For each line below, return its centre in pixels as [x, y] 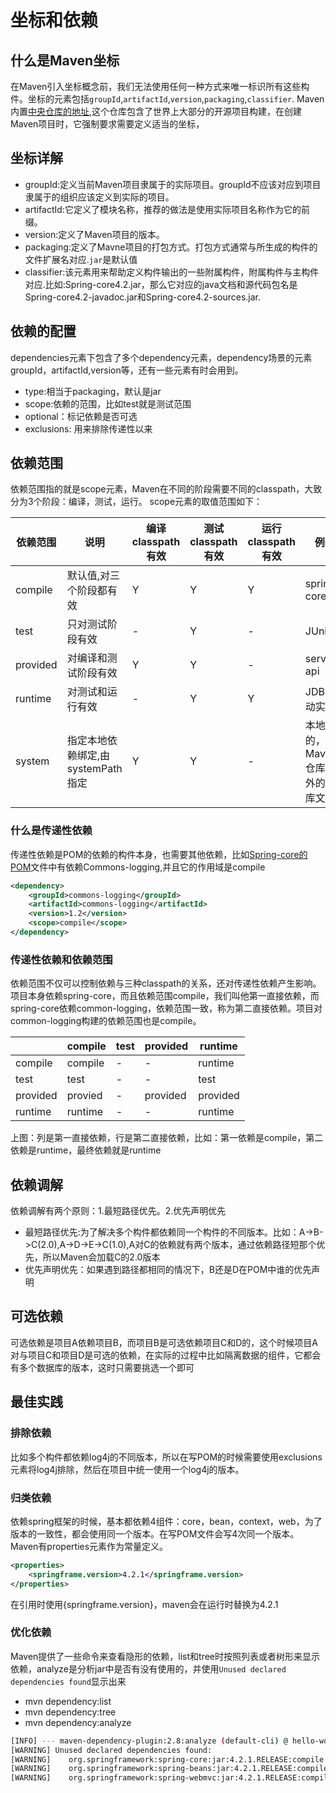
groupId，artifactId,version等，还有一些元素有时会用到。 [127, 370]
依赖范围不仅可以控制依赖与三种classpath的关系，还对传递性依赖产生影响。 [166, 983]
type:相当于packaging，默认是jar [93, 391]
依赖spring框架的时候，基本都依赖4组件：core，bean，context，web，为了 [166, 1521]
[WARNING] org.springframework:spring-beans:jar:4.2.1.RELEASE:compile [169, 1769]
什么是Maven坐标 [65, 60]
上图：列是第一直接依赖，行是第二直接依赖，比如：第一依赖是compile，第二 [167, 1138]
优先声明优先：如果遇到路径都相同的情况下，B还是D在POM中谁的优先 [168, 1270]
